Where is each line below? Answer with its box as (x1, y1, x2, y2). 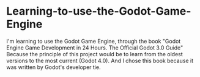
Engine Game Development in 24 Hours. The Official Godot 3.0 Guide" (6, 44, 183, 51)
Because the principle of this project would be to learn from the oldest (6, 50, 183, 57)
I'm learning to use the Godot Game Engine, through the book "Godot (6, 37, 181, 45)
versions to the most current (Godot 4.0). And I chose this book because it (6, 57, 194, 64)
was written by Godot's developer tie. (6, 63, 101, 71)
